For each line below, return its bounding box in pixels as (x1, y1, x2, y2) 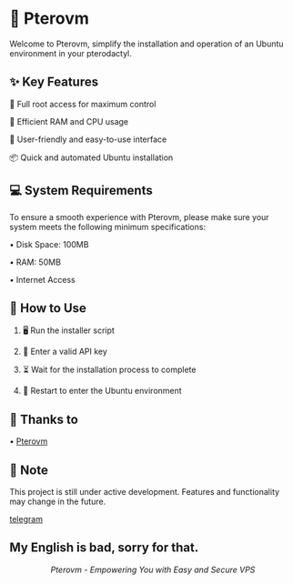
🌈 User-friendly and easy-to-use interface (9, 134, 167, 145)
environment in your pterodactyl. (9, 47, 132, 58)
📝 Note (9, 462, 48, 478)
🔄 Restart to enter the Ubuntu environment (22, 386, 182, 397)
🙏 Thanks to (9, 411, 79, 427)
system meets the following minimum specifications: (9, 221, 207, 232)
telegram (9, 514, 44, 524)
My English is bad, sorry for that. (9, 540, 199, 556)
